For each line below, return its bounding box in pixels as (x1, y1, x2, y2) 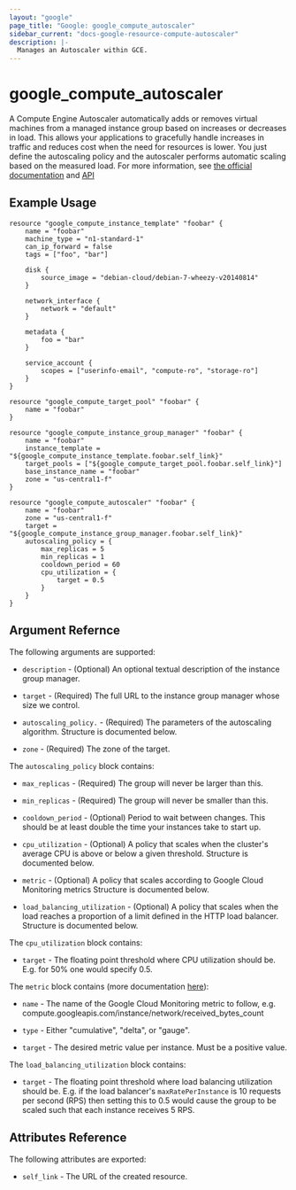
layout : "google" (9, 12, 73, 22)
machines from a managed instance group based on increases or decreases (9, 123, 287, 134)
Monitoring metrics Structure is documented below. (21, 883, 209, 895)
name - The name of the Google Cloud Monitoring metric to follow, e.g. (21, 998, 277, 1008)
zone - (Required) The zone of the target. (21, 743, 171, 754)
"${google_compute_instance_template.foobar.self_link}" (9, 451, 224, 461)
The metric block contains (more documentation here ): (9, 981, 209, 992)
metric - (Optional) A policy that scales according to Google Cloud (21, 875, 263, 885)
